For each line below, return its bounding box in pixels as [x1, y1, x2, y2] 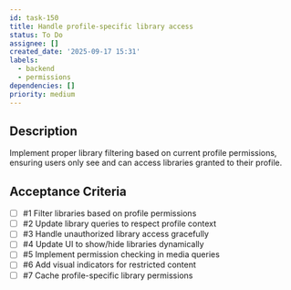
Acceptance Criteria [9, 183, 127, 199]
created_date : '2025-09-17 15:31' [9, 47, 141, 57]
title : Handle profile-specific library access [9, 22, 194, 31]
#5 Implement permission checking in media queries [22, 249, 221, 260]
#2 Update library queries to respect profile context [22, 218, 217, 229]
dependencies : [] [9, 81, 76, 90]
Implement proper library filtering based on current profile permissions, [9, 148, 277, 159]
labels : [9, 56, 39, 65]
